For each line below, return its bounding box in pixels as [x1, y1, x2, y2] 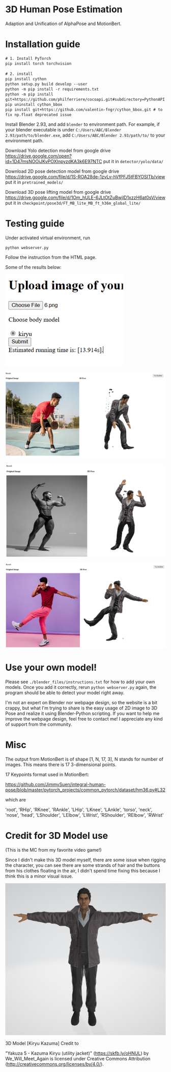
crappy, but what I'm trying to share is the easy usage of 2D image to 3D [5, 705, 158, 711]
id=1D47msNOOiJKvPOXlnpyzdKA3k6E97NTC [5, 158, 102, 164]
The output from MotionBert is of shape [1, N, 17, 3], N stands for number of [5, 756, 164, 762]
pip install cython [5, 76, 47, 81]
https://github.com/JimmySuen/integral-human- [5, 781, 106, 787]
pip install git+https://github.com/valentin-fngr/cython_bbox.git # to [5, 107, 163, 112]
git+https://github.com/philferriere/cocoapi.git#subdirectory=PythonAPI [5, 97, 165, 102]
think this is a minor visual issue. [5, 873, 73, 879]
